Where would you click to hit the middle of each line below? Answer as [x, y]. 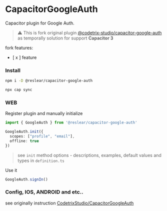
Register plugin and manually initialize [44, 113]
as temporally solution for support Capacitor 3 [65, 38]
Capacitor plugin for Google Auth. [40, 23]
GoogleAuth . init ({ [24, 132]
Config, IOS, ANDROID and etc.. [44, 192]
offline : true [24, 141]
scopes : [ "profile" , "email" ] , [42, 136]
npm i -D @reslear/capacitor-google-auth [49, 81]
